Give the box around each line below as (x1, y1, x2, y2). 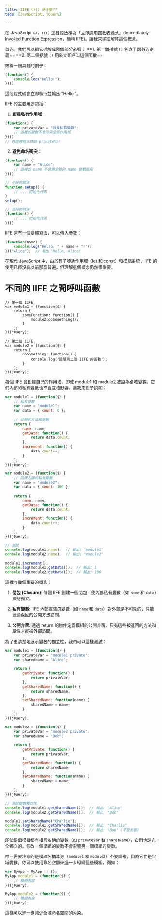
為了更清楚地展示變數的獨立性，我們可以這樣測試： (5, 638, 107, 644)
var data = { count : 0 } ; (14, 408, 66, 413)
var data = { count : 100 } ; (14, 484, 70, 490)
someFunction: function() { (22, 313, 79, 318)
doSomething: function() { (22, 352, 77, 357)
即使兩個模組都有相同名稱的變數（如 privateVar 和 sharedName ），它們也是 (5, 837, 151, 843)
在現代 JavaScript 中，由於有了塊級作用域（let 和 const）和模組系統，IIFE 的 (5, 258, 157, 264)
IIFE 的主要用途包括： (5, 101, 48, 107)
